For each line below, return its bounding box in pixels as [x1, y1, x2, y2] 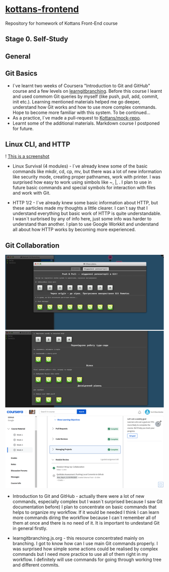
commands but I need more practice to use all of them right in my [12, 551, 148, 557]
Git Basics [5, 69, 38, 78]
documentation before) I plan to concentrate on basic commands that [12, 503, 157, 510]
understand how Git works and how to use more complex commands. [12, 104, 157, 110]
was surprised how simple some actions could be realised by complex [12, 546, 158, 552]
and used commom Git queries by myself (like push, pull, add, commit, [12, 93, 159, 99]
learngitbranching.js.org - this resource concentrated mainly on [12, 535, 144, 541]
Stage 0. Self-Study [5, 35, 68, 43]
